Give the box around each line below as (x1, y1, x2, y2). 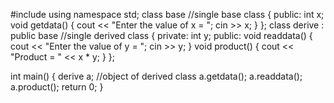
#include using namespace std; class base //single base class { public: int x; (10, 9, 325, 20)
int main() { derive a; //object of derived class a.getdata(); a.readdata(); (10, 70, 303, 82)
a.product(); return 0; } (10, 81, 104, 93)
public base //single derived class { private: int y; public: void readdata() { (10, 30, 313, 41)
